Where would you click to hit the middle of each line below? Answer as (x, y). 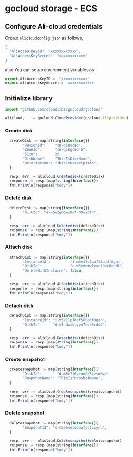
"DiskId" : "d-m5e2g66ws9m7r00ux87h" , (60, 212)
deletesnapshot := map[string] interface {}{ (54, 423)
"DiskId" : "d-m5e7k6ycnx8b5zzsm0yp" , (67, 374)
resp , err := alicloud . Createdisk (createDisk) (57, 177)
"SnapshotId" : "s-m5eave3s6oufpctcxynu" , (65, 427)
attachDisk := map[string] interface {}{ (50, 257)
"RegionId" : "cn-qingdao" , (53, 145)
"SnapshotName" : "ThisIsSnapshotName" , (63, 378)
